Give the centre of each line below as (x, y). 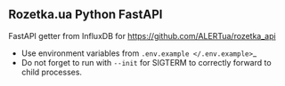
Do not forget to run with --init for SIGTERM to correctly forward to (147, 62)
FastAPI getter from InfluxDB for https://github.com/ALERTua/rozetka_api (142, 35)
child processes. (51, 72)
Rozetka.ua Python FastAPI (85, 15)
